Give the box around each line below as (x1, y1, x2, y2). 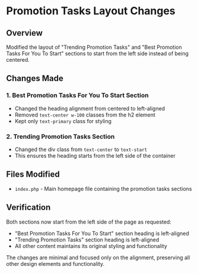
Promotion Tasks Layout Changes (6, 4, 176, 18)
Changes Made (6, 73, 63, 84)
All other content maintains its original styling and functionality (14, 242, 168, 249)
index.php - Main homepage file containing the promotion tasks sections (14, 185, 192, 192)
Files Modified (6, 170, 60, 180)
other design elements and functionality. (6, 260, 105, 267)
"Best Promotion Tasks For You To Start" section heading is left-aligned (14, 230, 190, 237)
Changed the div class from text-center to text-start (14, 146, 148, 153)
